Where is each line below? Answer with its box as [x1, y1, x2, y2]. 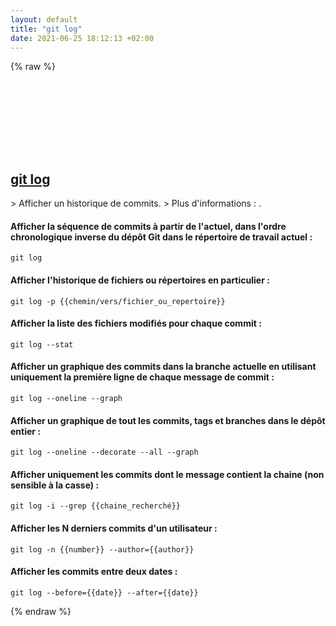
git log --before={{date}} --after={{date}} [10, 587, 199, 598]
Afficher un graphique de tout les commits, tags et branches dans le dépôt [10, 414, 326, 426]
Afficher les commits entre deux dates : [10, 566, 178, 578]
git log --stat [10, 339, 74, 350]
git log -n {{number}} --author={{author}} [10, 544, 195, 555]
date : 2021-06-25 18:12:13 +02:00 [10, 33, 155, 43]
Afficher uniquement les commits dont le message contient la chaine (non [10, 468, 325, 480]
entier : [10, 425, 42, 437]
